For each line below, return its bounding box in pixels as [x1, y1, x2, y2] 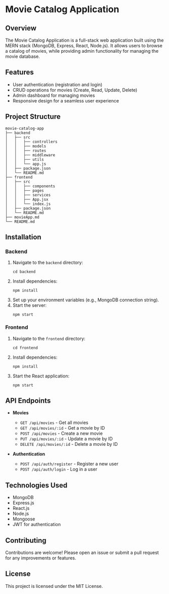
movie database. [5, 53, 40, 59]
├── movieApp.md [5, 215, 39, 220]
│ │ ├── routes [5, 148, 47, 153]
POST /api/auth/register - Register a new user [20, 461, 119, 467]
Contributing [5, 536, 47, 545]
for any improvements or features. [5, 555, 76, 561]
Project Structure [5, 113, 61, 121]
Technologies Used [5, 481, 67, 490]
